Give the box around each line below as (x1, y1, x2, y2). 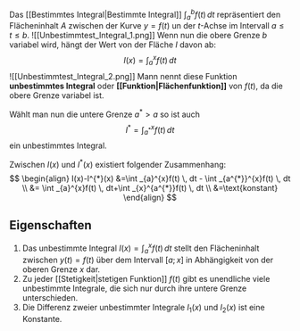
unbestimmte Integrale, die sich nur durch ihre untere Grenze (21, 283, 247, 294)
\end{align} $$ (123, 192, 177, 203)
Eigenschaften (9, 218, 92, 233)
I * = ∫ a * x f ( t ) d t (125, 122, 175, 137)
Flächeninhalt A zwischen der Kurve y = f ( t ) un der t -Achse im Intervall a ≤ (9, 21, 285, 31)
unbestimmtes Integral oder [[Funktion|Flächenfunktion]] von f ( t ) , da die (9, 80, 283, 91)
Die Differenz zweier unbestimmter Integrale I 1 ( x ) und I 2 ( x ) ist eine (21, 302, 265, 315)
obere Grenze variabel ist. (9, 89, 104, 101)
